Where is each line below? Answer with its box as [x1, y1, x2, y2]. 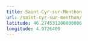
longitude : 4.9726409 [6, 25, 61, 32]
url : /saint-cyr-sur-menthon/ [6, 14, 83, 20]
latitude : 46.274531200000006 [6, 20, 83, 26]
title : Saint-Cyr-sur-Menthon [6, 8, 83, 15]
